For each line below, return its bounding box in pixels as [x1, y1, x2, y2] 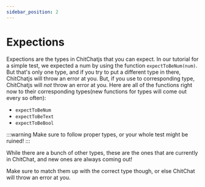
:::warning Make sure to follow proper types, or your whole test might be [6, 130, 189, 138]
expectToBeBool [15, 120, 54, 126]
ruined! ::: [6, 137, 31, 144]
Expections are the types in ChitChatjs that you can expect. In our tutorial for [6, 55, 199, 63]
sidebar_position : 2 [6, 9, 59, 15]
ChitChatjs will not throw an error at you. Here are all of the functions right [6, 81, 193, 88]
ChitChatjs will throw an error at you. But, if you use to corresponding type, [6, 74, 195, 82]
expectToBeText [15, 113, 54, 119]
